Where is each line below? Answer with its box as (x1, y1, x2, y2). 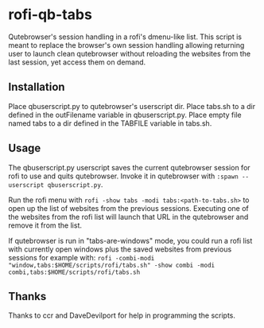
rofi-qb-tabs (8, 6, 93, 24)
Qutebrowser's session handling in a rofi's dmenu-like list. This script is (8, 32, 243, 41)
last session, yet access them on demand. (8, 57, 146, 67)
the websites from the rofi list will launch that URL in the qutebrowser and (8, 212, 249, 221)
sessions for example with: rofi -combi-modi (8, 252, 155, 262)
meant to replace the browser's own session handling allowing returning (8, 40, 245, 49)
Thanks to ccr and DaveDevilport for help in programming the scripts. (8, 310, 236, 320)
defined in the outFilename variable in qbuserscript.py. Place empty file (8, 110, 242, 119)
